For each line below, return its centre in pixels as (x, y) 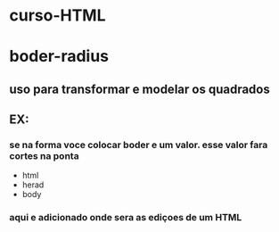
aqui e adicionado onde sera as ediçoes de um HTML (126, 218)
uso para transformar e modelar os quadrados (139, 89)
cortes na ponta (44, 156)
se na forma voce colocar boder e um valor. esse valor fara (139, 145)
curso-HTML (57, 16)
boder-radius (59, 57)
